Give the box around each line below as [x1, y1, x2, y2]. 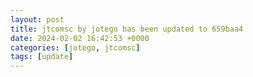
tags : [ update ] [10, 52, 74, 62]
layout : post [10, 14, 65, 25]
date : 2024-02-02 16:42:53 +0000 [10, 33, 150, 43]
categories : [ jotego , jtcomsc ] [10, 42, 141, 53]
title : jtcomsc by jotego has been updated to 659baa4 [10, 24, 244, 34]
